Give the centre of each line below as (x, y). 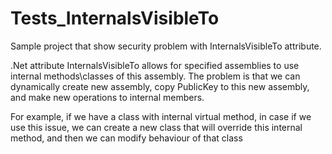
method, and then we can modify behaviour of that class (126, 138)
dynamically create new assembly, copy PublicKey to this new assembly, (160, 86)
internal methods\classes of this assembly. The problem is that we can (155, 76)
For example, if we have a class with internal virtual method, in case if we (161, 116)
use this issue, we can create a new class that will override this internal (156, 127)
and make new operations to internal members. (107, 97)
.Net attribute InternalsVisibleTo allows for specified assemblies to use (155, 65)
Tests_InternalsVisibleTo (115, 18)
